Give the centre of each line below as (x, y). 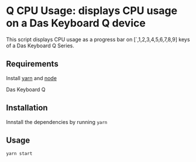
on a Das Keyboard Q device (76, 23)
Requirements (32, 64)
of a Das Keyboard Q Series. (40, 46)
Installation (27, 108)
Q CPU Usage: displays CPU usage (92, 11)
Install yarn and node (32, 78)
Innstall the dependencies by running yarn (57, 122)
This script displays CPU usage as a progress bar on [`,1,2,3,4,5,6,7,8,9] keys (98, 39)
